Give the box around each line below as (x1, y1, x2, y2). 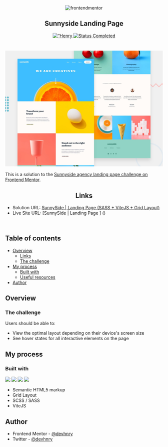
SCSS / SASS (12, 397, 40, 403)
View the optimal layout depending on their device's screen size (12, 330, 144, 336)
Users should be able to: (5, 321, 56, 327)
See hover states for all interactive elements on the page (12, 336, 129, 342)
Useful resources (19, 274, 56, 280)
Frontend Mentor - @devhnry (12, 430, 73, 436)
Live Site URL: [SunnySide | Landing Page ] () (12, 210, 106, 216)
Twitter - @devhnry (12, 436, 53, 442)
